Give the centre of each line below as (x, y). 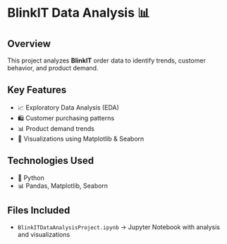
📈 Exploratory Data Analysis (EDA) (68, 107)
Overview (29, 43)
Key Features (37, 90)
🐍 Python (31, 178)
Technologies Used (50, 161)
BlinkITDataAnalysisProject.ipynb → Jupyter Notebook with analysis (119, 227)
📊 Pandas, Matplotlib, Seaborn (62, 186)
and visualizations (44, 235)
